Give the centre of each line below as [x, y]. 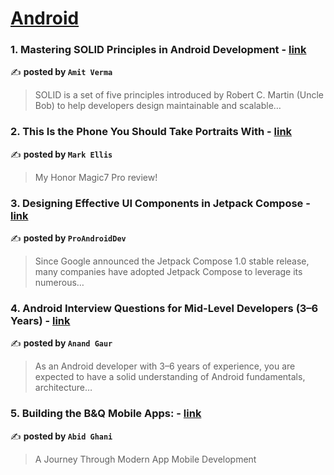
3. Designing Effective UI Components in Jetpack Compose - [160, 203]
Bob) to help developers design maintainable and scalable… [158, 106]
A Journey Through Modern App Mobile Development [145, 459]
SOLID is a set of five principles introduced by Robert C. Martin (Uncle [179, 95]
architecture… [63, 388]
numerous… [59, 283]
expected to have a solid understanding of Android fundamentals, [170, 377]
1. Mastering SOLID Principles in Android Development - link [158, 50]
